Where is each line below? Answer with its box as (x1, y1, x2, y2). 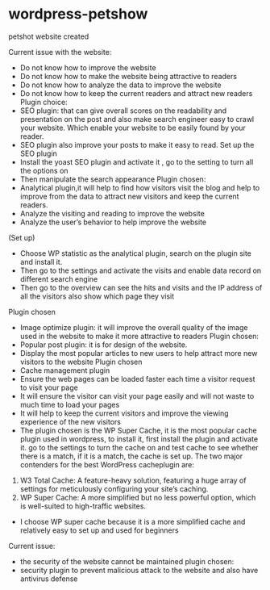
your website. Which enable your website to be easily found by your (19, 123, 246, 132)
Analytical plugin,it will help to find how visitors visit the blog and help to (19, 182, 260, 192)
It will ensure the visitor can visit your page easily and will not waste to (19, 391, 255, 400)
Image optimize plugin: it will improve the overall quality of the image (19, 322, 248, 332)
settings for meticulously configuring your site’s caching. (19, 483, 209, 493)
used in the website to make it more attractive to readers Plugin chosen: (19, 331, 260, 341)
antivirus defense (19, 574, 78, 584)
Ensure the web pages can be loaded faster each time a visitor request (19, 374, 255, 383)
